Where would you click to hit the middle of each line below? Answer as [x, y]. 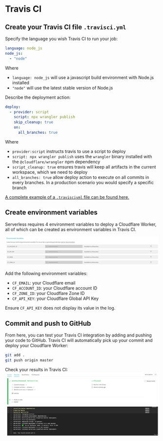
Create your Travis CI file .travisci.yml [66, 27]
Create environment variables [51, 213]
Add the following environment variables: [46, 273]
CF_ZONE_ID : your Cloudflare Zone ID [48, 294]
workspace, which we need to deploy [50, 172]
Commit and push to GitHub [48, 323]
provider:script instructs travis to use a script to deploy [69, 151]
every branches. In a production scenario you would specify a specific [83, 182]
